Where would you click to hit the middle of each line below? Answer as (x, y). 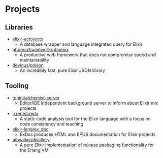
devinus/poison (28, 65)
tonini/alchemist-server (36, 97)
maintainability (34, 60)
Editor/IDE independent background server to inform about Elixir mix (89, 103)
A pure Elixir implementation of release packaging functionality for (87, 145)
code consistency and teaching (51, 124)
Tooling (17, 86)
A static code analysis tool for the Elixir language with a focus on (85, 119)
